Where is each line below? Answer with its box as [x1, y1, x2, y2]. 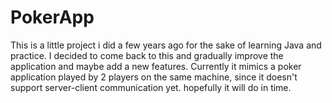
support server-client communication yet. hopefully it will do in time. [10, 81, 292, 93]
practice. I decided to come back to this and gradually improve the [10, 49, 284, 61]
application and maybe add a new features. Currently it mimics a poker [10, 60, 302, 72]
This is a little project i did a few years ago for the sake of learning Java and [10, 39, 322, 51]
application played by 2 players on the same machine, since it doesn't [10, 71, 298, 83]
